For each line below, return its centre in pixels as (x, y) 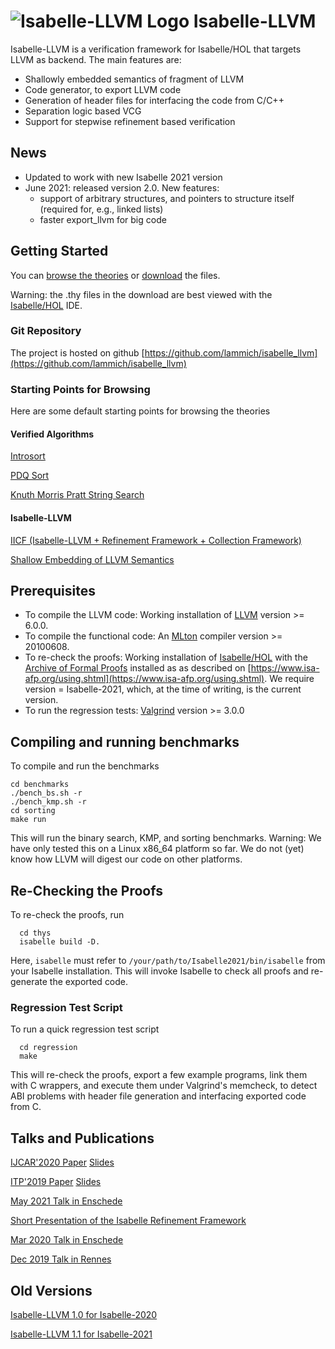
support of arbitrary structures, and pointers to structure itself (167, 198)
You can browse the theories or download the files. (115, 275)
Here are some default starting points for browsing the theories (140, 411)
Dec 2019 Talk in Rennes (61, 1259)
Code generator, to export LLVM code (103, 89)
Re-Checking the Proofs (86, 890)
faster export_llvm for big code (103, 219)
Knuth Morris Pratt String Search (77, 495)
